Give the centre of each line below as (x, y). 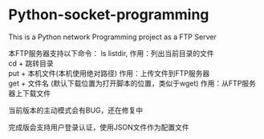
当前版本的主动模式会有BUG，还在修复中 (76, 110)
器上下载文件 (29, 93)
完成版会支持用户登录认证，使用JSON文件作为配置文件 (99, 127)
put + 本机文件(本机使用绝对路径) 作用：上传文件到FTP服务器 (109, 73)
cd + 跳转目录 (31, 63)
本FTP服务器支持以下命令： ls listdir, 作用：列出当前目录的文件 (111, 53)
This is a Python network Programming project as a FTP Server (112, 37)
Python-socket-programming (109, 15)
